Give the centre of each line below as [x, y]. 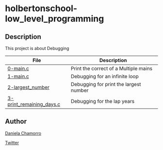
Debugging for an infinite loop [105, 76]
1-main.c [18, 76]
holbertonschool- [41, 8]
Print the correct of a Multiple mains [112, 68]
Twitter [12, 142]
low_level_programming [55, 19]
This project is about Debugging [37, 48]
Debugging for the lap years [103, 101]
